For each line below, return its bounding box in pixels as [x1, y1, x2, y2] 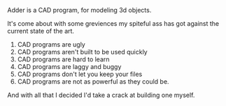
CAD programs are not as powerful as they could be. [17, 77, 169, 86]
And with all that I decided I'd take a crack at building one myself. [7, 91, 195, 99]
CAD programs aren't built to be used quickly [17, 48, 148, 56]
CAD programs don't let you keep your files [17, 70, 143, 78]
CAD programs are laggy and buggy [17, 63, 122, 70]
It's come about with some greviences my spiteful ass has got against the [7, 20, 219, 27]
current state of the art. [7, 27, 75, 35]
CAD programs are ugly [17, 40, 85, 48]
